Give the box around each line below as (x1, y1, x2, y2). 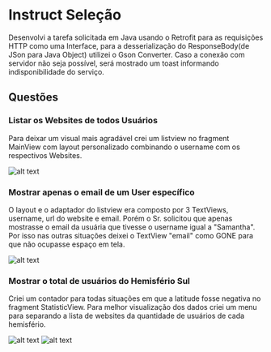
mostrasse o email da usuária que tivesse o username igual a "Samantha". (8, 221, 256, 232)
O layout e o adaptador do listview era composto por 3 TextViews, (8, 204, 229, 214)
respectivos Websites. (8, 150, 83, 160)
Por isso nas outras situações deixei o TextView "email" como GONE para (8, 230, 253, 240)
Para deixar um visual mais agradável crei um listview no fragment (8, 133, 230, 143)
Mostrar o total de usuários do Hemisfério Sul (8, 275, 190, 286)
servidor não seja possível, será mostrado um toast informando (8, 58, 220, 68)
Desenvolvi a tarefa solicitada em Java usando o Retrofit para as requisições (8, 32, 264, 42)
